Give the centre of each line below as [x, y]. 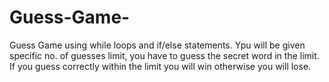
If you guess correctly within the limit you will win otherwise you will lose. [160, 66]
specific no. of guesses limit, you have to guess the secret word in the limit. [164, 55]
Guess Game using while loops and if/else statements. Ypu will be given [157, 45]
